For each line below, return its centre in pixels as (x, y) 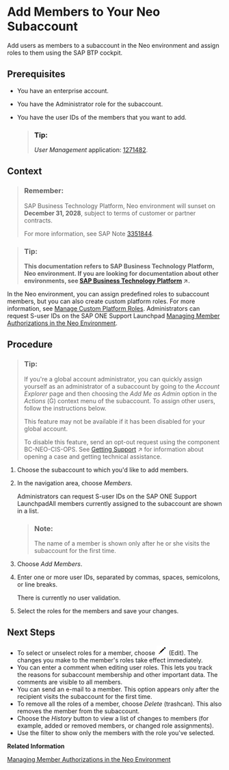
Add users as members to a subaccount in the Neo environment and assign (113, 45)
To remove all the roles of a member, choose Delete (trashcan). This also (119, 704)
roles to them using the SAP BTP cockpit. (65, 53)
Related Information (36, 746)
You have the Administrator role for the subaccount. (90, 104)
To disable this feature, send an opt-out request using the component (122, 441)
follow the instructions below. (65, 408)
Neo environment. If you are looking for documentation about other (121, 274)
